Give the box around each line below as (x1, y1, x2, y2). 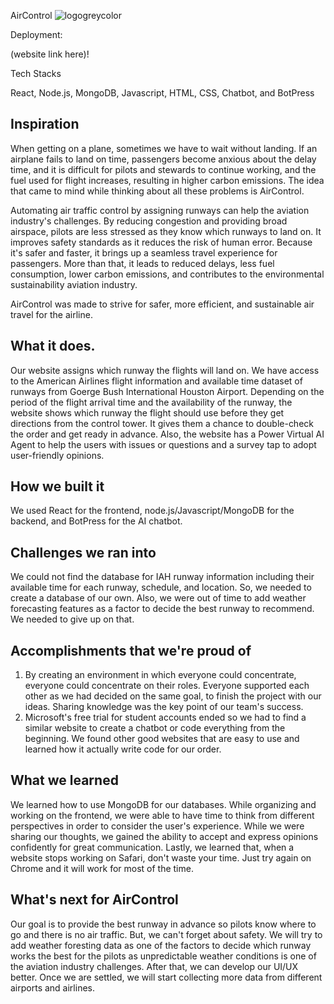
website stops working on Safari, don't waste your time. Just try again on (10, 851, 312, 864)
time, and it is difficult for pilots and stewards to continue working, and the (10, 163, 317, 175)
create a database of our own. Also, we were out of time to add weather (10, 592, 307, 604)
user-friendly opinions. (10, 449, 105, 461)
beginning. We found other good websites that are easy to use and (24, 733, 300, 745)
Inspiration (10, 116, 80, 133)
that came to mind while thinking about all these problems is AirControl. (10, 185, 305, 197)
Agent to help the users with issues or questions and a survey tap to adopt (10, 438, 317, 450)
